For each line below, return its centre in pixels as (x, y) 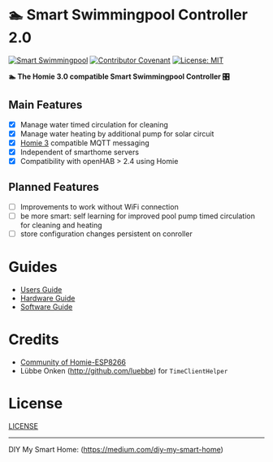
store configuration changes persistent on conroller (106, 234)
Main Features (45, 105)
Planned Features (54, 187)
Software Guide (46, 307)
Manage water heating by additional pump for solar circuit (117, 133)
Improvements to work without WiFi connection (99, 206)
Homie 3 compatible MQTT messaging (85, 143)
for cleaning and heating (61, 225)
